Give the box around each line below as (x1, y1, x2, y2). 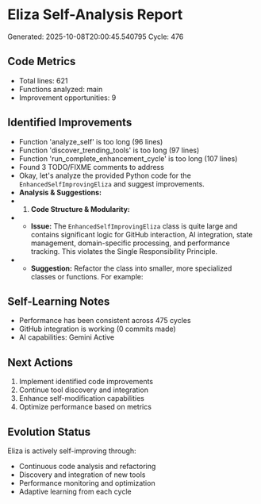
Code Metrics (7, 55, 76, 68)
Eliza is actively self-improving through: (7, 446, 136, 456)
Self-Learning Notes (7, 294, 110, 308)
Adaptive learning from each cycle (18, 487, 132, 496)
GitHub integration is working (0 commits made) (18, 324, 176, 334)
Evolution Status (7, 425, 91, 438)
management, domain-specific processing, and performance (30, 238, 231, 248)
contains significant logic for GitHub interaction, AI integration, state (30, 229, 253, 239)
